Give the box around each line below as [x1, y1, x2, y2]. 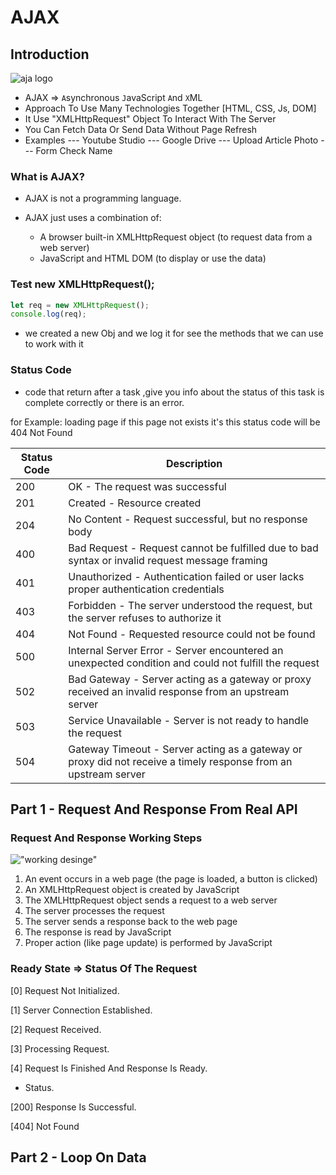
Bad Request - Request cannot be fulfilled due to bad [68, 541, 319, 555]
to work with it [24, 338, 84, 350]
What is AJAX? [10, 169, 85, 183]
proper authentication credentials [68, 582, 225, 596]
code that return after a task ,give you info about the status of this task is [24, 386, 325, 398]
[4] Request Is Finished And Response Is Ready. [10, 1062, 208, 1074]
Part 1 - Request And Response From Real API [10, 801, 298, 818]
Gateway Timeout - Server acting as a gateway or [68, 742, 303, 756]
